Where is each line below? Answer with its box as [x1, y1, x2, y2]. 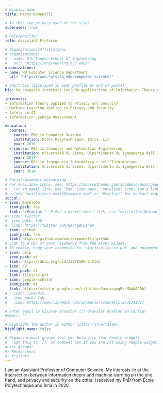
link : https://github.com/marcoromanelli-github [9, 236, 110, 241]
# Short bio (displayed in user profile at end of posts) [5, 83, 125, 88]
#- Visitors [5, 354, 29, 358]
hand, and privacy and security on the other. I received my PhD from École [5, 377, 154, 383]
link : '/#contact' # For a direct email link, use [9, 209, 116, 215]
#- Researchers [5, 349, 36, 354]
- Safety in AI [5, 110, 36, 115]
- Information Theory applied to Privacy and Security [5, 101, 118, 106]
